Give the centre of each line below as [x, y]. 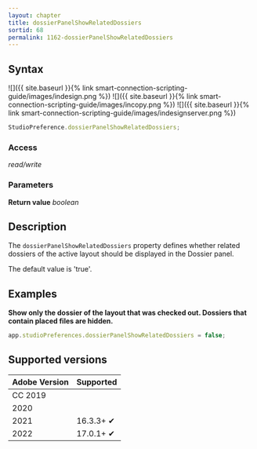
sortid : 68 [26, 30]
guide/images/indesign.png [52, 97]
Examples [33, 294]
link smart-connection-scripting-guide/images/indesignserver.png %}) [122, 113]
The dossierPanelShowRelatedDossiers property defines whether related [124, 246]
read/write [25, 165]
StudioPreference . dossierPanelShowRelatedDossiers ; [94, 128]
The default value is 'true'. [50, 269]
